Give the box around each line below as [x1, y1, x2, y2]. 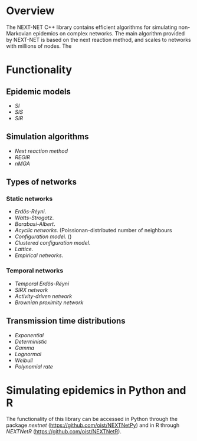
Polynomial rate [14, 363, 53, 370]
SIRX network [14, 286, 48, 293]
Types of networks [6, 177, 77, 187]
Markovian [6, 29, 32, 37]
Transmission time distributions [6, 316, 126, 326]
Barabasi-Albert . [14, 220, 55, 228]
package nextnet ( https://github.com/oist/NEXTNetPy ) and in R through [6, 422, 180, 429]
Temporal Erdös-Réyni [14, 280, 70, 287]
